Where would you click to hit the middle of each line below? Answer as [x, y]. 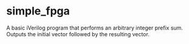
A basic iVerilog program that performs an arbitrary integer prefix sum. [95, 28]
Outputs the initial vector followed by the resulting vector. [78, 34]
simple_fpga [38, 11]
